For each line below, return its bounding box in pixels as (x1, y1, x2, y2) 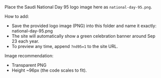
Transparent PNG (11, 62, 47, 68)
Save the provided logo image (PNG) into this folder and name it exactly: (11, 23, 157, 29)
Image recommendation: (4, 53, 54, 59)
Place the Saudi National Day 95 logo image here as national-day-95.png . (4, 4, 152, 10)
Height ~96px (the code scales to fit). (11, 67, 87, 73)
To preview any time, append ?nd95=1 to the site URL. (11, 44, 118, 49)
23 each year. (11, 38, 39, 44)
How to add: (4, 14, 29, 19)
